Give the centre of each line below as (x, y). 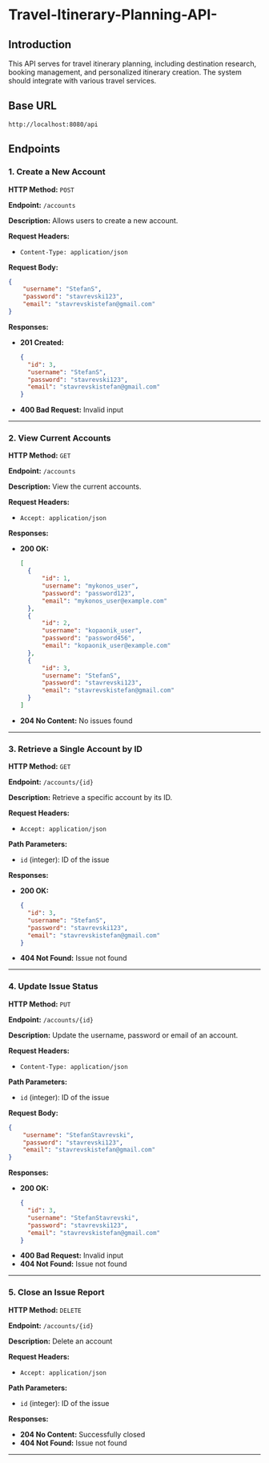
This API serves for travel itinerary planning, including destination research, (132, 63)
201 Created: (42, 342)
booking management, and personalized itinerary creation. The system (125, 72)
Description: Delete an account (60, 1341)
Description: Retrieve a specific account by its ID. (90, 798)
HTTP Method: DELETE (45, 1310)
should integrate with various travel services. (82, 81)
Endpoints (34, 149)
